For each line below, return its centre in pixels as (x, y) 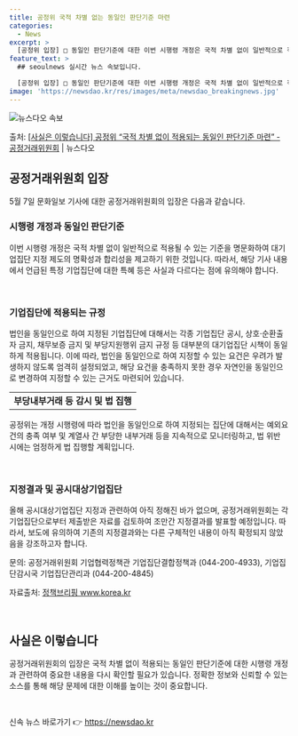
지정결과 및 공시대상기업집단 (66, 489)
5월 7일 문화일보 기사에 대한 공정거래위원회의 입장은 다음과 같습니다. (127, 202)
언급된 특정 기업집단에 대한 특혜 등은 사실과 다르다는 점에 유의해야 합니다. (152, 270)
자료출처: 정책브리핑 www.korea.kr (70, 593)
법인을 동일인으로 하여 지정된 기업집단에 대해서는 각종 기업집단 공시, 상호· (136, 333)
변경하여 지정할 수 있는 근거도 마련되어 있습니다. (101, 378)
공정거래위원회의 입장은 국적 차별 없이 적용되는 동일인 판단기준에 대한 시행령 (141, 664)
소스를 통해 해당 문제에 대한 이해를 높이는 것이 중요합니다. (109, 686)
